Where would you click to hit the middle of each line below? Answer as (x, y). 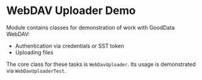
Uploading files (34, 52)
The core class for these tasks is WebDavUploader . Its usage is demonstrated (101, 64)
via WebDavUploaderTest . (36, 70)
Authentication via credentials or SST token (70, 46)
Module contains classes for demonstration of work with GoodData (91, 27)
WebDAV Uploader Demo (71, 11)
